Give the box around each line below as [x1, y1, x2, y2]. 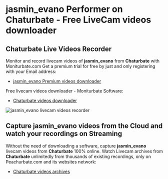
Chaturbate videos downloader [12, 97, 77, 103]
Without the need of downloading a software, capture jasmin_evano [5, 142, 146, 148]
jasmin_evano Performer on [5, 3, 123, 15]
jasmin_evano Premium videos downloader [12, 78, 101, 84]
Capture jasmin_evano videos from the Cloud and [5, 121, 163, 130]
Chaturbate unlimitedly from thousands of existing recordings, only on [5, 153, 151, 159]
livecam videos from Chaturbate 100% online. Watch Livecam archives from [5, 148, 163, 154]
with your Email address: [5, 68, 56, 74]
